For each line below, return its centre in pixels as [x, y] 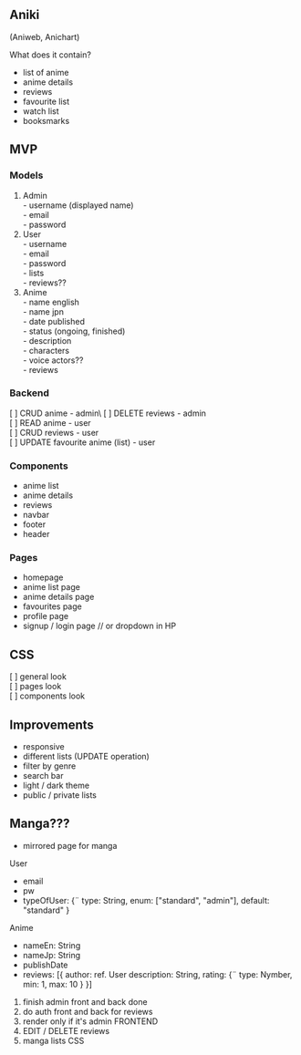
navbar [36, 515]
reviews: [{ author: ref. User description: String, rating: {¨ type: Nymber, [157, 974]
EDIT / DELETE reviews [66, 1030]
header [36, 534]
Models [26, 175]
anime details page [58, 597]
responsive [44, 747]
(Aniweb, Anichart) [45, 36]
